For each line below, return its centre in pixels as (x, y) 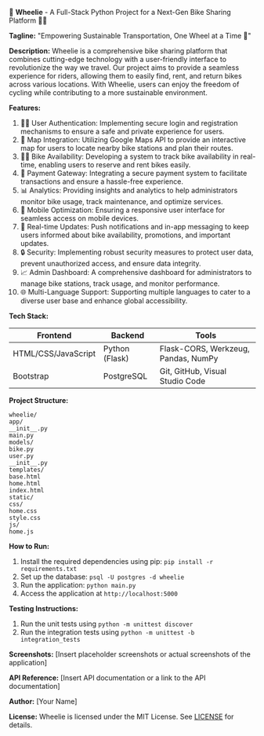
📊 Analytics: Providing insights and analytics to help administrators (129, 190)
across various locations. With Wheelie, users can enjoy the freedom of (124, 84)
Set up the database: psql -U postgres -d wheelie (102, 577)
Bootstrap (31, 376)
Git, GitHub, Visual (193, 371)
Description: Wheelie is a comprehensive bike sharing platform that (118, 51)
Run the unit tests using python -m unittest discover (107, 624)
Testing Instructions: (44, 608)
